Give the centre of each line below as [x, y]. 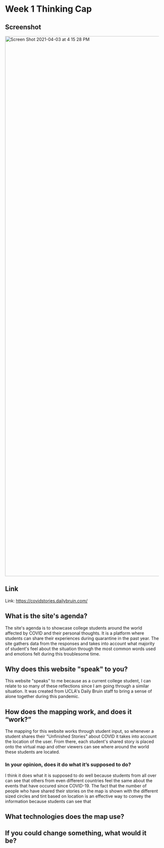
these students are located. [32, 752]
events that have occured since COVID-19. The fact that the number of [76, 785]
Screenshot [23, 27]
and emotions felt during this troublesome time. [53, 654]
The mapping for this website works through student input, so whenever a [79, 731]
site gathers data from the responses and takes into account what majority [80, 643]
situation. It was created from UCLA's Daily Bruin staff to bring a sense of [79, 691]
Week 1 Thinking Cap [48, 9]
